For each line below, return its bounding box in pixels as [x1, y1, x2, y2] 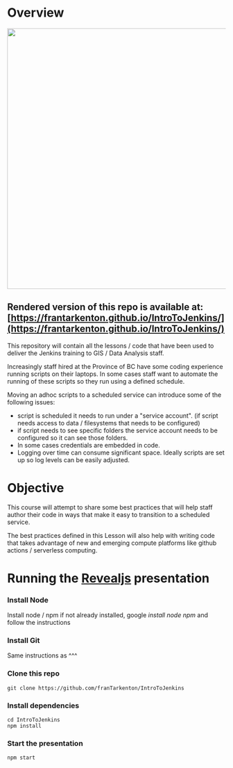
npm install [7, 723, 42, 730]
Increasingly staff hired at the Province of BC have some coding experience [7, 362, 223, 370]
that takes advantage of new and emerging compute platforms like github [7, 539, 217, 547]
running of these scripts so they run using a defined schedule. [7, 377, 185, 385]
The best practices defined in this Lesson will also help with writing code [7, 531, 215, 539]
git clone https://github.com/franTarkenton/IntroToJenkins [7, 685, 185, 692]
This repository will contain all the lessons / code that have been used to [7, 341, 214, 350]
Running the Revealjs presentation [7, 570, 210, 586]
